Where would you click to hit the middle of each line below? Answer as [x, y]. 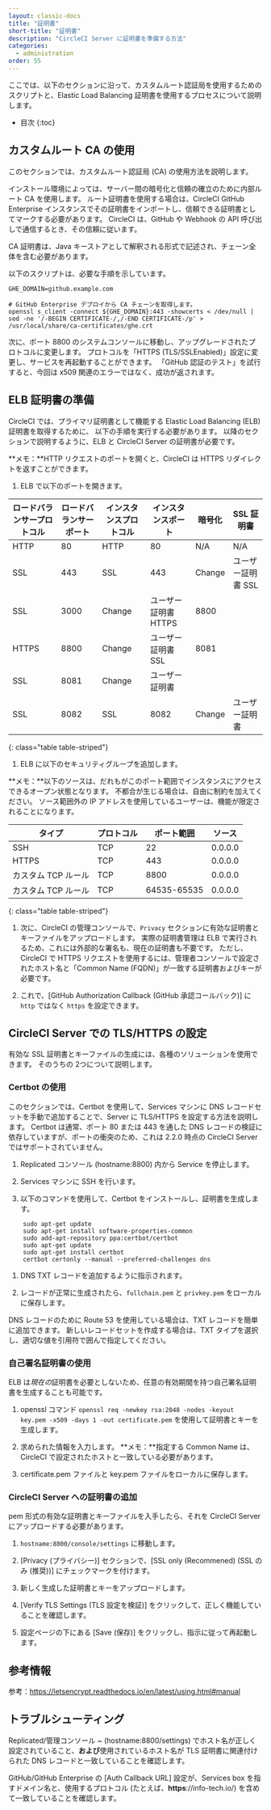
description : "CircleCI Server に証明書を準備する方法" [98, 38]
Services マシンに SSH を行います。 [80, 1181]
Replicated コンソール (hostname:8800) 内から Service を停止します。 [137, 1164]
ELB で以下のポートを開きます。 [73, 485]
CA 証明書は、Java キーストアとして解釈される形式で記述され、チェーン [129, 246]
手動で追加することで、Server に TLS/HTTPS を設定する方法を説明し [144, 1116]
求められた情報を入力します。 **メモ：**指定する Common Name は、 [137, 1446]
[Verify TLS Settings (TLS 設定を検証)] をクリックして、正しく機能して [137, 1605]
